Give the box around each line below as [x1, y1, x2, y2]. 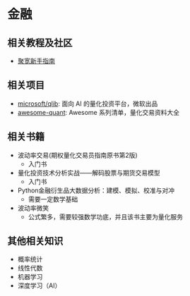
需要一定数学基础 [28, 195, 78, 203]
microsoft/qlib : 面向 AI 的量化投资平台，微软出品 [17, 99, 158, 108]
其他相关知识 [7, 235, 64, 247]
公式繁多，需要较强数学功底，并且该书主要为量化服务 [28, 212, 184, 221]
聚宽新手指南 [17, 57, 55, 65]
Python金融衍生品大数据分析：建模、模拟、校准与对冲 [17, 186, 175, 195]
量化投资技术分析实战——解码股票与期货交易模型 [17, 168, 160, 177]
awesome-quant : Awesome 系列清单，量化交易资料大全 [17, 108, 180, 116]
